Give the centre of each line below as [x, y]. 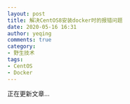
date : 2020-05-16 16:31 [42, 27]
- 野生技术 [21, 53]
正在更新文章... [29, 93]
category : [22, 46]
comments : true [30, 40]
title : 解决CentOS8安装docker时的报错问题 [65, 20]
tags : [15, 60]
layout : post [26, 14]
